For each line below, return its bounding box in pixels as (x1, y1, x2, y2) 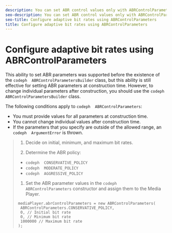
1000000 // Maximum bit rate (20, 219, 83, 224)
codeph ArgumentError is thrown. (12, 130, 83, 136)
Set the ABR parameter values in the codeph (25, 180, 117, 186)
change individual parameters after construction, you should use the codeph (5, 88, 165, 94)
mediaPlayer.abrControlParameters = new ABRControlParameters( (17, 201, 156, 206)
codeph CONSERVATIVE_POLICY (25, 160, 88, 165)
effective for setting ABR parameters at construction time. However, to (5, 82, 154, 89)
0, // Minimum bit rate (20, 215, 71, 220)
